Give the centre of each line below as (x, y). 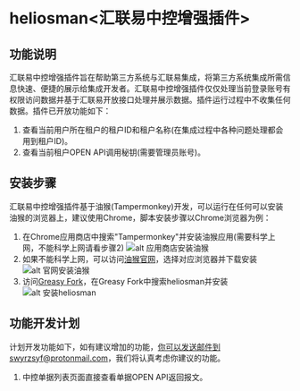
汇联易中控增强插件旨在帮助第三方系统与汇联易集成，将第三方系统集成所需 (146, 77)
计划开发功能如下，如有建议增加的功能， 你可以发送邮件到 (115, 346)
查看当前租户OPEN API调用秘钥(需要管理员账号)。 (113, 152)
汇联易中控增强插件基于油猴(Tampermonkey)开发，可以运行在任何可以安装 (146, 206)
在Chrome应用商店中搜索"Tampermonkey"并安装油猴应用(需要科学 (145, 236)
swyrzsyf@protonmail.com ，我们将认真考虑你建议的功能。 (117, 358)
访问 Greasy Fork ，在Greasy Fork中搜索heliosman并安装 (125, 281)
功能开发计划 (45, 323)
